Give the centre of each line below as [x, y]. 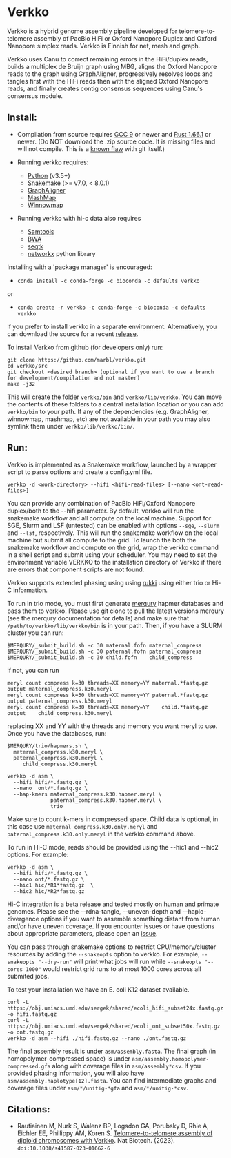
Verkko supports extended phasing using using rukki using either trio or [109, 582]
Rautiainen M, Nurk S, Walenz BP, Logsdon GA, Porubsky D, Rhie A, [113, 1126]
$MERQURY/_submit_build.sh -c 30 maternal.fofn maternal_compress [104, 645]
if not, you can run [33, 670]
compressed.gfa [29, 1066]
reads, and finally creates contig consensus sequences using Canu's [105, 88]
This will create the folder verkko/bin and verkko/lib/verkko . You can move [115, 397]
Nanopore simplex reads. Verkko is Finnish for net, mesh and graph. [104, 46]
